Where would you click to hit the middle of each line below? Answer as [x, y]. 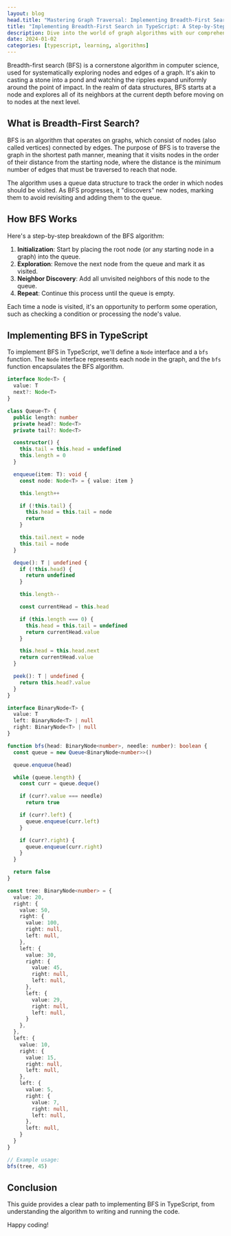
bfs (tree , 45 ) [27, 1166]
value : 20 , [29, 897]
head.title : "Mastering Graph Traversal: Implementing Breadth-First [109, 20]
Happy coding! [28, 1225]
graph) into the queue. [49, 257]
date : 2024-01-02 [32, 39]
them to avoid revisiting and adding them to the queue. [85, 197]
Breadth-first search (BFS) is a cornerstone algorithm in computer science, [113, 65]
